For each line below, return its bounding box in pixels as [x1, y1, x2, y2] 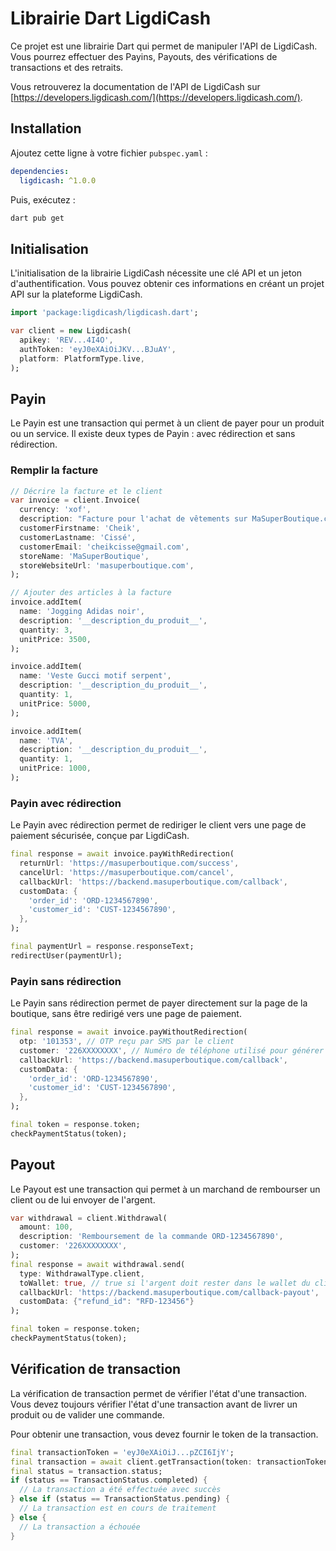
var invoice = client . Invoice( [10, 495, 141, 506]
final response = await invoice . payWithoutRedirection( [10, 1027, 248, 1037]
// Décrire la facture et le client [10, 486, 163, 496]
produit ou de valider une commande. [10, 1408, 165, 1421]
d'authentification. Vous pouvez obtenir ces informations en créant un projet [10, 278, 325, 290]
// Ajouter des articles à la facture [10, 588, 172, 598]
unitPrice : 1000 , [19, 763, 92, 774]
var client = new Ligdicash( [10, 326, 132, 336]
